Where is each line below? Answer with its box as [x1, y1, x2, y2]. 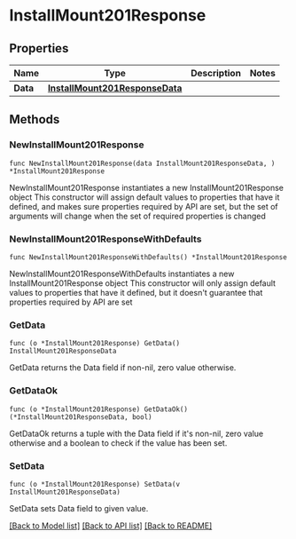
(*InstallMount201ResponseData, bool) [9, 412, 152, 422]
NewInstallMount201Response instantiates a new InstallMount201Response [9, 182, 284, 193]
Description [190, 67, 242, 79]
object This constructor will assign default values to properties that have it [9, 192, 280, 202]
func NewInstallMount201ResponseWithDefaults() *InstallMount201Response [9, 252, 288, 262]
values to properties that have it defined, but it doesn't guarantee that [9, 287, 263, 297]
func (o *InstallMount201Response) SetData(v [9, 480, 180, 488]
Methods [9, 112, 60, 127]
